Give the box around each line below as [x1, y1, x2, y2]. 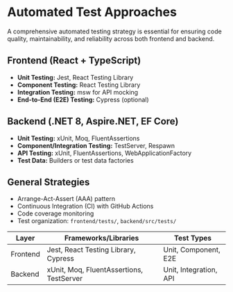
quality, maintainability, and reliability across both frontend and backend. [7, 34, 215, 42]
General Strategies [7, 176, 90, 188]
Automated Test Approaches [7, 4, 177, 20]
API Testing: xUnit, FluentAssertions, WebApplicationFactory [17, 149, 192, 157]
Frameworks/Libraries [64, 234, 139, 243]
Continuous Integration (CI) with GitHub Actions [17, 202, 154, 211]
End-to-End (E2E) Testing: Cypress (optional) [17, 95, 149, 104]
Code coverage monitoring [17, 209, 94, 218]
